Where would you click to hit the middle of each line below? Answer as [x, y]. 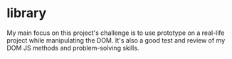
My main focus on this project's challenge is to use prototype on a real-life [116, 33]
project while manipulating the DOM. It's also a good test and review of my [116, 40]
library [27, 13]
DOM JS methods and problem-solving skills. [73, 48]
